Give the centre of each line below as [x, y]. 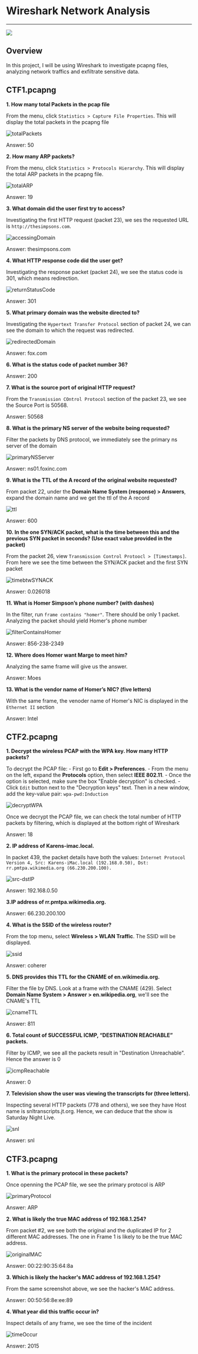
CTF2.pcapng [32, 737]
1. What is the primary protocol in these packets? [67, 1173]
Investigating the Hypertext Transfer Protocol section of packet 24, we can [99, 324]
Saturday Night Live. [31, 1118]
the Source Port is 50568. [37, 405]
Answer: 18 [20, 834]
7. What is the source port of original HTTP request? [71, 387]
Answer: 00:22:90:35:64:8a [40, 1266]
